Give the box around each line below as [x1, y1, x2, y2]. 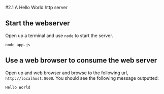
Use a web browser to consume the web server [5, 56, 157, 65]
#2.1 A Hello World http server [5, 5, 68, 10]
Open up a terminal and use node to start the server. [5, 33, 113, 39]
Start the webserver [5, 19, 70, 27]
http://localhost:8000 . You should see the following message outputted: [5, 75, 159, 81]
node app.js [5, 42, 30, 47]
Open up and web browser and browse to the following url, [5, 70, 128, 76]
